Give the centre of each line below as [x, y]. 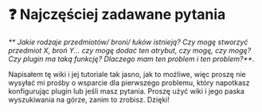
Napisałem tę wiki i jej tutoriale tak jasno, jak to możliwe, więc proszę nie [127, 74]
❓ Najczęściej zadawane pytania [117, 15]
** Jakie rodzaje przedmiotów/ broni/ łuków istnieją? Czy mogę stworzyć [128, 42]
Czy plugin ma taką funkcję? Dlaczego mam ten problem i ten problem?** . [131, 59]
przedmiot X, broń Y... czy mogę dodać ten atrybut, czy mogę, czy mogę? [130, 50]
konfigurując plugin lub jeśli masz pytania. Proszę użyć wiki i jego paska [127, 91]
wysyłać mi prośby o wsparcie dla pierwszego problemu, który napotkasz [129, 83]
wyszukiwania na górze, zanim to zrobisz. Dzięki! [89, 99]
